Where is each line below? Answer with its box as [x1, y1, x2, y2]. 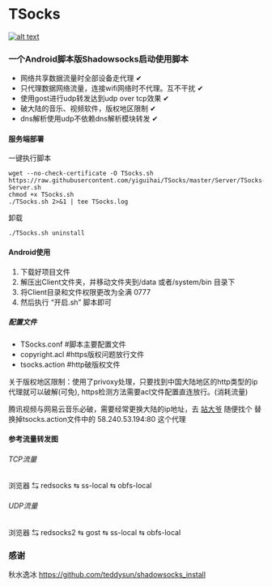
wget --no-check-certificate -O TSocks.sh [8, 169, 154, 178]
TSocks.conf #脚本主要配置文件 [19, 339, 126, 349]
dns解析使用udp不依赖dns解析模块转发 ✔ [19, 114, 159, 124]
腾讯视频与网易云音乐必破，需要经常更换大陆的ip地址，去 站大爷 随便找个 [8, 404, 253, 414]
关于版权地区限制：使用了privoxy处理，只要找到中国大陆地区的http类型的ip [8, 376, 258, 386]
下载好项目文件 [19, 266, 70, 276]
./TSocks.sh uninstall [8, 229, 85, 237]
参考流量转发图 [8, 434, 58, 444]
